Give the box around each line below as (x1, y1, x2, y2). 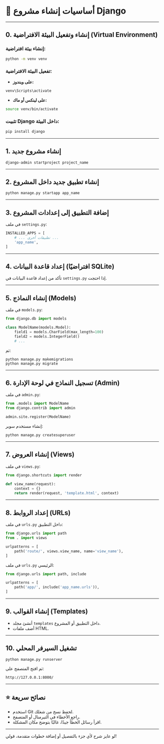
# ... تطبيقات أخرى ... (14, 236, 59, 240)
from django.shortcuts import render (5, 472, 82, 477)
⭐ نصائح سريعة (5, 693, 46, 702)
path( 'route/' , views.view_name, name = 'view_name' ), (14, 548, 124, 554)
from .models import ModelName (5, 401, 69, 406)
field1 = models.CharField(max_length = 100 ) (14, 329, 104, 335)
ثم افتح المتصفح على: (5, 665, 44, 671)
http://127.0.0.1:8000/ (5, 675, 54, 680)
